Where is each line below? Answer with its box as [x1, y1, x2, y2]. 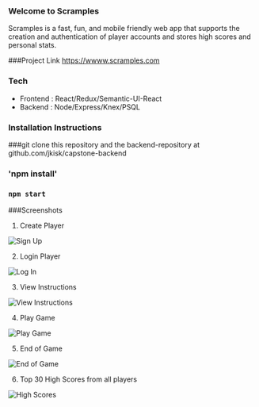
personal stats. [8, 40, 57, 50]
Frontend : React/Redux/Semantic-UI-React [19, 94, 162, 103]
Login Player [19, 251, 61, 261]
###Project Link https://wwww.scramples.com [8, 56, 160, 65]
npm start [8, 189, 46, 198]
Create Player [19, 221, 65, 231]
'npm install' [8, 168, 58, 179]
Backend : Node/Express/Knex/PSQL [19, 102, 141, 112]
